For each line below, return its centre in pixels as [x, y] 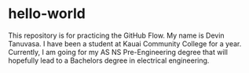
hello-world [47, 14]
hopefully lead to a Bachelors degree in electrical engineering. [109, 60]
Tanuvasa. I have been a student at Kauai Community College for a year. [125, 43]
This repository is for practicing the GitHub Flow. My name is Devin [117, 35]
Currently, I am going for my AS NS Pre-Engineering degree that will [118, 52]
